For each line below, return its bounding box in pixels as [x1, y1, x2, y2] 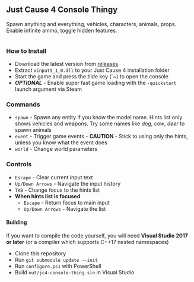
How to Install [6, 47, 46, 55]
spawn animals [14, 126, 52, 134]
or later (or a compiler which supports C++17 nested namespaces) [6, 238, 169, 245]
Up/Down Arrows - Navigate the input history [14, 180, 121, 187]
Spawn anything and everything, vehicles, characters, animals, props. [6, 20, 177, 27]
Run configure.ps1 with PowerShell [14, 262, 101, 270]
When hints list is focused [14, 192, 81, 199]
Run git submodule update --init [14, 256, 98, 263]
